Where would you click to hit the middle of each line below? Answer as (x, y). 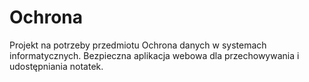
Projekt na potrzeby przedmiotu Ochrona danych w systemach (138, 45)
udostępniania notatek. (56, 66)
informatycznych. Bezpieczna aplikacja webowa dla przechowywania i (154, 55)
